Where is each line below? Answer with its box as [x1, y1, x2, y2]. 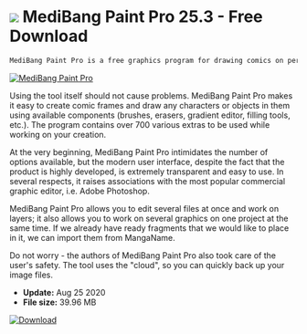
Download [9, 26, 89, 47]
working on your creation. [9, 129, 107, 140]
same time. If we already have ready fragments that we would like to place [9, 222, 290, 234]
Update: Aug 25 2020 [22, 287, 106, 297]
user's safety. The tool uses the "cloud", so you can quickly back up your [9, 259, 285, 270]
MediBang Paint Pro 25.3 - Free [22, 6, 263, 27]
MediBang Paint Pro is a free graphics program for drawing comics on [9, 56, 284, 65]
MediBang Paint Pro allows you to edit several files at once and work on [9, 203, 280, 214]
